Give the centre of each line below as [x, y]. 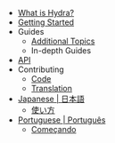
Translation [52, 88]
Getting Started [45, 22]
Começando [53, 129]
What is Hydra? [45, 13]
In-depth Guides [61, 51]
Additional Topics [63, 41]
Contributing [41, 69]
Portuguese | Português [62, 120]
